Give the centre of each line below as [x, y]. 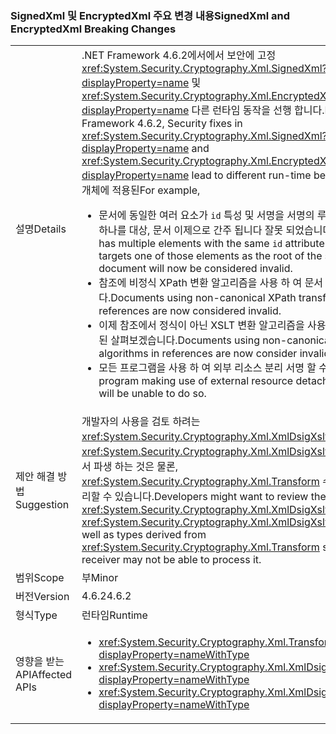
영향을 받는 [40, 662]
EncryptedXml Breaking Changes [93, 29]
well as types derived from [144, 535]
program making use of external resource [196, 381]
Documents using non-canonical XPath [203, 298]
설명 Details [41, 229]
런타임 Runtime [114, 615]
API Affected [44, 675]
